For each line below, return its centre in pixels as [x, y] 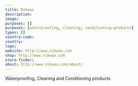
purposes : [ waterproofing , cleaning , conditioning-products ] [69, 28]
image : [12, 19]
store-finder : [20, 60]
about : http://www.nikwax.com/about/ [44, 64]
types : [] [15, 32]
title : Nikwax [20, 10]
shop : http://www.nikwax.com [35, 55]
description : [19, 14]
